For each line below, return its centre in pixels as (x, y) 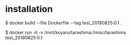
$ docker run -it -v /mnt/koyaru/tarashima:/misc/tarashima (66, 32)
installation (29, 9)
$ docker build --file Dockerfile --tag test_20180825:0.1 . (63, 23)
